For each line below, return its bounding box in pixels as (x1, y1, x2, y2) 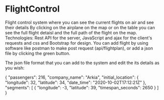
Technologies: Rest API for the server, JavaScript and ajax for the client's (5, 35, 153, 41)
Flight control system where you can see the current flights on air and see (5, 19, 154, 25)
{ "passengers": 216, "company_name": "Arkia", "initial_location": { (5, 74, 139, 80)
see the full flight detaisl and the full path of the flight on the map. (5, 30, 137, 35)
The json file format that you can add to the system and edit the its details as (5, 60, 160, 66)
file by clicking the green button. (5, 50, 70, 56)
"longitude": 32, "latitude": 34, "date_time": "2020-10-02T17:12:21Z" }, (5, 79, 146, 85)
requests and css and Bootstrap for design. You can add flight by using (5, 40, 148, 46)
